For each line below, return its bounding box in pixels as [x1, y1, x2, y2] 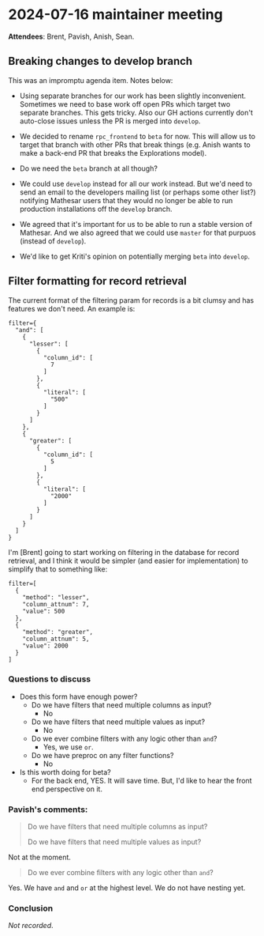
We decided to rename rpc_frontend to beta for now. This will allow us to [19, 131, 256, 141]
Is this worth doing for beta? [19, 767, 112, 776]
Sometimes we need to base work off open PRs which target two [19, 99, 231, 108]
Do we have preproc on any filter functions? [31, 750, 174, 760]
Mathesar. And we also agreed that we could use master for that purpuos [19, 228, 256, 237]
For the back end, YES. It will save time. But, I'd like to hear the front [31, 776, 252, 785]
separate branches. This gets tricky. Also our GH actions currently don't [19, 108, 254, 117]
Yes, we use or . [43, 742, 94, 752]
